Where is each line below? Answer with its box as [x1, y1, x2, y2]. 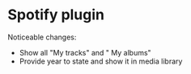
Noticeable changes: [7, 32, 77, 42]
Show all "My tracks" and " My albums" [19, 47, 151, 57]
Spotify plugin [7, 6, 105, 24]
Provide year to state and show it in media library [19, 56, 183, 66]
